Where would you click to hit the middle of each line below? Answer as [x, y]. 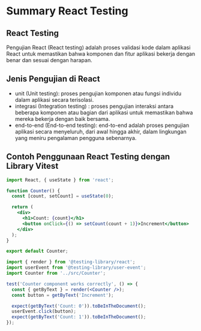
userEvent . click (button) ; [44, 312]
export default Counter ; [37, 251]
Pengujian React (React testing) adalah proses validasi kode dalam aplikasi [98, 47]
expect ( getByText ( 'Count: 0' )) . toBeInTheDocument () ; [79, 306]
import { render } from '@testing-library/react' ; [71, 262]
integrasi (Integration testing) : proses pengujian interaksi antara [94, 106]
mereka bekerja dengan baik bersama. [62, 119]
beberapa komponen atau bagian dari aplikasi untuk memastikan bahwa [104, 113]
